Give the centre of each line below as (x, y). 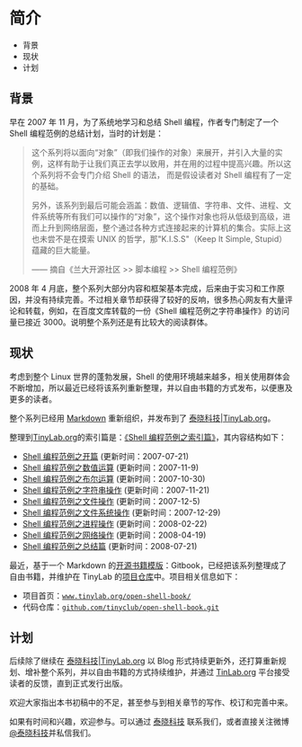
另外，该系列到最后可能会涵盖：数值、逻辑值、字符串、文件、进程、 (157, 205)
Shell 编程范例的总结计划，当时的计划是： (87, 133)
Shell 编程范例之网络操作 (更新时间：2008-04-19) (114, 535)
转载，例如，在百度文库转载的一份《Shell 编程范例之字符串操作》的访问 (157, 310)
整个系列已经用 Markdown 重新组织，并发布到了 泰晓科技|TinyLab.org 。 (142, 418)
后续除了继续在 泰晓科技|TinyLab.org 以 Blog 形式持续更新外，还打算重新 (144, 661)
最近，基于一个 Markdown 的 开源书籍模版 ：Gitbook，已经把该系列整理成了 (148, 565)
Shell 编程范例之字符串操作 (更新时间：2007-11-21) (115, 490)
